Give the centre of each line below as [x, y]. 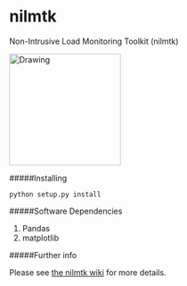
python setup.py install [55, 194]
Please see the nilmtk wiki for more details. [88, 272]
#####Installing [38, 178]
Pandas [36, 228]
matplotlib [41, 238]
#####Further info [43, 255]
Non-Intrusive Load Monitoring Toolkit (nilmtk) [94, 41]
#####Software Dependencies [66, 211]
